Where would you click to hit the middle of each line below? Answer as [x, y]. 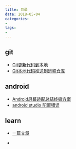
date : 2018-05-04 [23, 14]
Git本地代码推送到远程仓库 [38, 71]
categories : [17, 19]
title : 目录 [16, 10]
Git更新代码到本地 [30, 65]
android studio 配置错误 [36, 105]
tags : [10, 28]
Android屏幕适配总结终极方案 [41, 99]
